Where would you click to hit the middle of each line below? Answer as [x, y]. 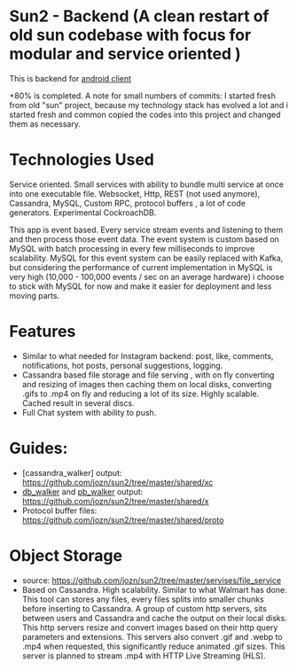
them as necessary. [45, 124]
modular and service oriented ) [125, 54]
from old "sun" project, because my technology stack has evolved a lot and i [148, 105]
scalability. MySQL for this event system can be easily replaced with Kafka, [146, 258]
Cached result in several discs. [78, 403]
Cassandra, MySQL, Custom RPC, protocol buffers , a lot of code [128, 203]
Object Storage [66, 555]
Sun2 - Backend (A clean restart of [139, 16]
